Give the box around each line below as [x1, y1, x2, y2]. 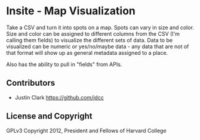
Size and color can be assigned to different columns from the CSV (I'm [6, 30, 180, 37]
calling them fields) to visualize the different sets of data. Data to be [6, 36, 173, 43]
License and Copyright [6, 111, 93, 122]
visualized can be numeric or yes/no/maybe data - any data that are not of [6, 43, 189, 50]
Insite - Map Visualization [6, 4, 136, 18]
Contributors [6, 78, 56, 88]
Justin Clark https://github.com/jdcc [14, 94, 104, 101]
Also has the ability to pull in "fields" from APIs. [6, 61, 122, 68]
